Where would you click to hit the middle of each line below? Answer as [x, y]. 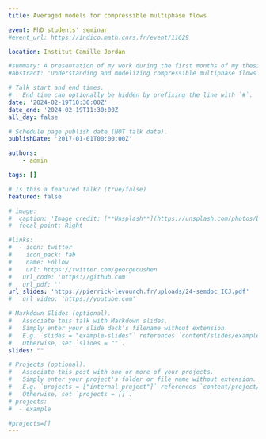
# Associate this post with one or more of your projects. [111, 372]
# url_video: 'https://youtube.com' [72, 299]
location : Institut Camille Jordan [67, 52]
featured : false [35, 196]
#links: [21, 240]
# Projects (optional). [47, 365]
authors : [23, 153]
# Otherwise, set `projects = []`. [70, 394]
